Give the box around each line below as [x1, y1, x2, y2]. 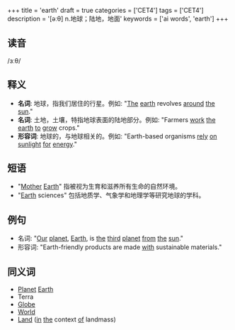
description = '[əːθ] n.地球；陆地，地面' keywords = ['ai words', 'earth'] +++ [7, 14, 229, 23]
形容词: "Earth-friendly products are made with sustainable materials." [17, 243, 222, 251]
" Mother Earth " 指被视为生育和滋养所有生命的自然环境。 [17, 182, 182, 191]
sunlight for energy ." [17, 140, 78, 148]
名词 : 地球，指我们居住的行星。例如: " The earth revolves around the [17, 99, 215, 107]
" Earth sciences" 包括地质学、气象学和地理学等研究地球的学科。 [17, 191, 205, 199]
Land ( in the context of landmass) [17, 315, 117, 324]
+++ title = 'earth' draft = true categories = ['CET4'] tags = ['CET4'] [7, 6, 204, 14]
